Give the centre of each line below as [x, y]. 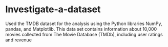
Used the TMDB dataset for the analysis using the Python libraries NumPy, [84, 24]
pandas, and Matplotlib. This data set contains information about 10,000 [81, 29]
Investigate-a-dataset [53, 9]
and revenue [19, 40]
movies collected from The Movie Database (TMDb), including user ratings [84, 34]
